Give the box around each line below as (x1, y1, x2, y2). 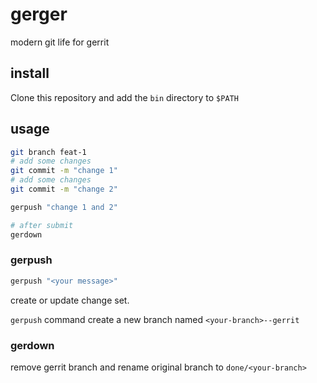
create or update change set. (10, 294, 130, 306)
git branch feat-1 (10, 147, 87, 157)
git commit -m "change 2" (10, 184, 118, 195)
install (10, 65, 50, 82)
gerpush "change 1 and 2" (10, 202, 118, 212)
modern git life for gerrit (10, 36, 110, 48)
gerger (10, 3, 68, 26)
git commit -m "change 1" (10, 166, 118, 176)
